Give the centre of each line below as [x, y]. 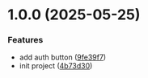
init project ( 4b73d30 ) [56, 66]
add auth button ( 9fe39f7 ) [63, 57]
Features [25, 40]
